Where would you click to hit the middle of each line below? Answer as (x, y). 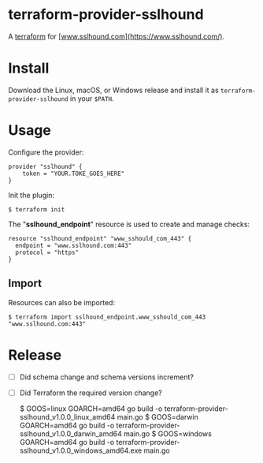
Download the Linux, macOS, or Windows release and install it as (113, 90)
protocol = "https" (47, 252)
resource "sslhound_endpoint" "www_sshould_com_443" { (100, 238)
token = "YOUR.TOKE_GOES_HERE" (74, 174)
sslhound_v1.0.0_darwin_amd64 (70, 433)
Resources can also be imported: (62, 302)
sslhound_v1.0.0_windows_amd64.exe (81, 450)
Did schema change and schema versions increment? (107, 377)
